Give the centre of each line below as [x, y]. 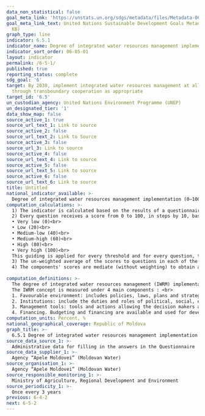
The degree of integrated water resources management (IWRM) [91, 284]
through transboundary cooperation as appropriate [77, 91]
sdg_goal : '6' [24, 80]
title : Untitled [27, 188]
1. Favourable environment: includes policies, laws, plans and [95, 296]
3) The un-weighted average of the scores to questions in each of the [105, 262]
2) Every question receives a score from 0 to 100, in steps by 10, [101, 216]
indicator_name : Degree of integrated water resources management [92, 46]
